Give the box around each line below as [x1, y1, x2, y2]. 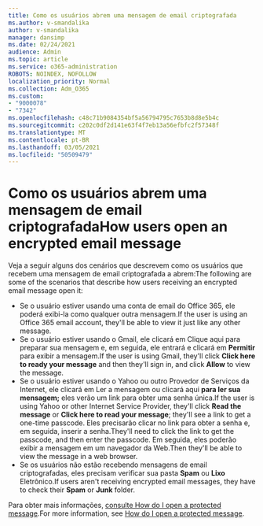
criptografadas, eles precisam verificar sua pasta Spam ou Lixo [19, 469, 225, 478]
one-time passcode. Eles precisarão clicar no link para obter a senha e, [19, 418, 250, 428]
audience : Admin [8, 48, 61, 56]
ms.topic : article [8, 56, 68, 64]
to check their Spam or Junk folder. [19, 485, 136, 495]
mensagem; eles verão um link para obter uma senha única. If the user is [19, 393, 255, 402]
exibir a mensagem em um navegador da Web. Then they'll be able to [19, 443, 243, 453]
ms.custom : [8, 92, 44, 100]
